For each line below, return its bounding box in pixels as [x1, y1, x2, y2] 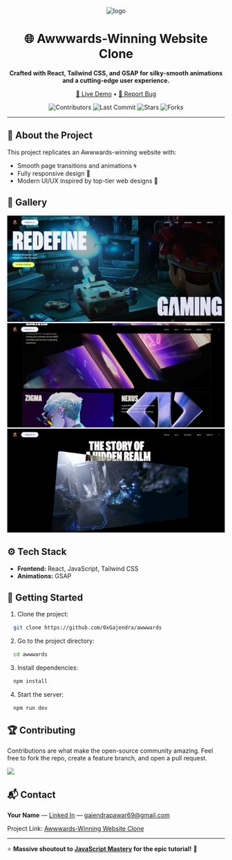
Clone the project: [17, 610, 69, 619]
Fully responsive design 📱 [17, 169, 91, 177]
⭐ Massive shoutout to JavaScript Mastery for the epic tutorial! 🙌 [7, 844, 198, 853]
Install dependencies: [17, 664, 79, 672]
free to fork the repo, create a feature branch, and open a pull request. [7, 753, 207, 762]
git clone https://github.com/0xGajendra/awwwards [13, 624, 162, 632]
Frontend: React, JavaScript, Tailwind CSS [17, 564, 139, 573]
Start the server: [17, 690, 64, 698]
